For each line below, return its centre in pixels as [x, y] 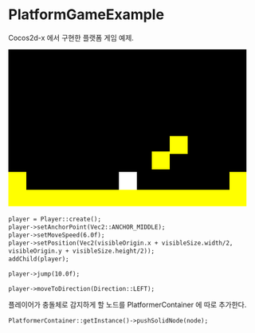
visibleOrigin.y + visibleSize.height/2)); [82, 251]
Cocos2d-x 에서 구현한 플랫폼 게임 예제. [71, 37]
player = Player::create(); [55, 219]
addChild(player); [39, 259]
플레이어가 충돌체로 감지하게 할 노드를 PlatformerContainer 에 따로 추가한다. [127, 304]
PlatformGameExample [86, 15]
